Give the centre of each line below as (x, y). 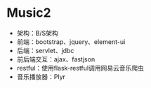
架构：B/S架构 (37, 33)
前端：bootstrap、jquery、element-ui (71, 42)
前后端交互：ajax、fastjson (56, 59)
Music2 (29, 13)
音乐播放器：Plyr (41, 76)
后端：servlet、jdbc (45, 50)
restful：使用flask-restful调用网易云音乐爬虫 (80, 68)
